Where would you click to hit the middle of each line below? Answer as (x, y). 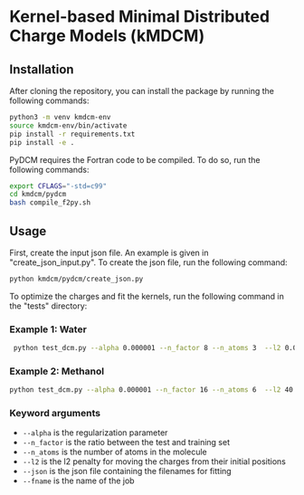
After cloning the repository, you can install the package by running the (142, 91)
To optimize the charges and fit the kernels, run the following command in (147, 296)
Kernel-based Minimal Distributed (139, 17)
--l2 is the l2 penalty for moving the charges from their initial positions (154, 462)
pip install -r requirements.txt (72, 134)
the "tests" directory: (48, 306)
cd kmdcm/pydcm (38, 195)
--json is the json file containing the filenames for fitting (127, 471)
